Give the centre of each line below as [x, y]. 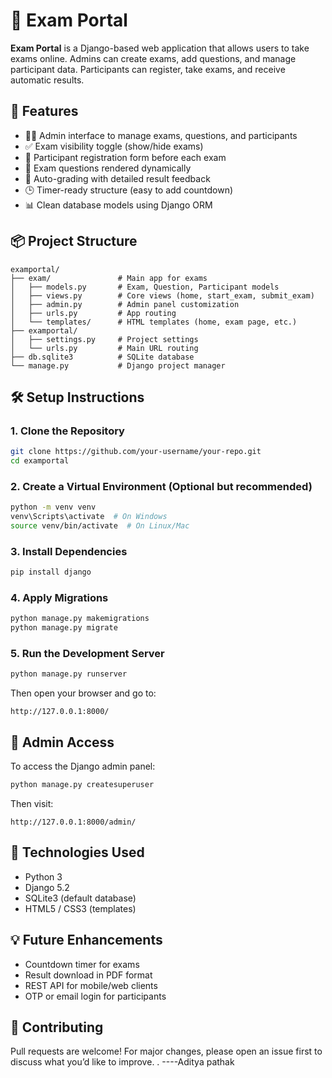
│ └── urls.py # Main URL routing [104, 348]
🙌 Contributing [57, 1027]
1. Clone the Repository [67, 431]
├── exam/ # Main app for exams [109, 278]
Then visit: [32, 803]
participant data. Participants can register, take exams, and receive [148, 69]
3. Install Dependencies [69, 551]
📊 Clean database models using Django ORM [118, 205]
